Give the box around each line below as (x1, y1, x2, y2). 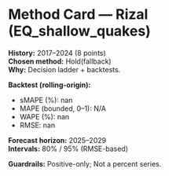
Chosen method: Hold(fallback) (8, 57, 112, 66)
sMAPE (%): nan (19, 95, 73, 104)
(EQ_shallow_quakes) (8, 22, 151, 40)
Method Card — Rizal (8, 5, 149, 24)
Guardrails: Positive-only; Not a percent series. (8, 159, 162, 168)
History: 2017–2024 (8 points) (8, 48, 106, 57)
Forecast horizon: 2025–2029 (8, 135, 107, 145)
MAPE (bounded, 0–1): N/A (19, 104, 106, 113)
